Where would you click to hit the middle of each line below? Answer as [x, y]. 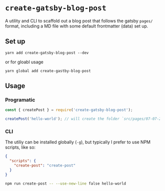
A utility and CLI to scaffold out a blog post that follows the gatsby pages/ [79, 21]
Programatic [20, 100]
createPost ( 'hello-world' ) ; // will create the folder [62, 119]
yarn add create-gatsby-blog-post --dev [47, 53]
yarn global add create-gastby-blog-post [48, 71]
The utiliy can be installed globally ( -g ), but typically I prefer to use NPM [78, 142]
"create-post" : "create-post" [45, 165]
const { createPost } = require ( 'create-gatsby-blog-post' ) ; [69, 110]
